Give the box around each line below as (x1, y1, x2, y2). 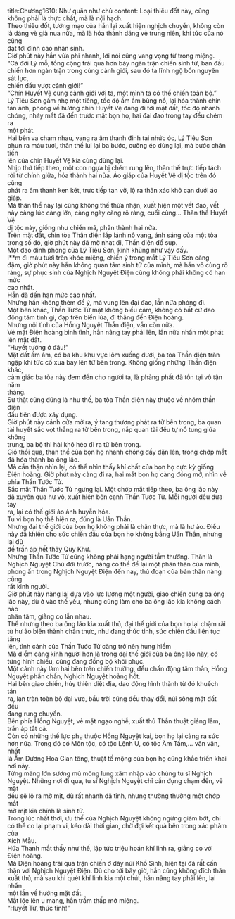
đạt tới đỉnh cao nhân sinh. (7, 44, 84, 52)
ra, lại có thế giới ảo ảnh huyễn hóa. (7, 507, 111, 516)
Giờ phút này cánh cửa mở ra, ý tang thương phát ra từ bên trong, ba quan (7, 418, 222, 426)
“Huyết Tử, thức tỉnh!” (7, 904, 70, 912)
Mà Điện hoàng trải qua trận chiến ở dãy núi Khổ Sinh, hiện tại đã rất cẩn (7, 859, 217, 867)
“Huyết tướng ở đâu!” (7, 343, 69, 351)
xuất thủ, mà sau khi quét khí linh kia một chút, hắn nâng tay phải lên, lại (7, 874, 216, 882)
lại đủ (7, 538, 23, 545)
